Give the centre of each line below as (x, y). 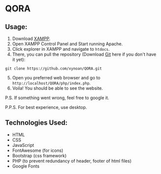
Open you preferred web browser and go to (56, 78)
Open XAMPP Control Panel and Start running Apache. (67, 44)
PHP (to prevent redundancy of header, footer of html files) (72, 161)
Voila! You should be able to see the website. (57, 88)
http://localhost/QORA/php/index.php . (51, 83)
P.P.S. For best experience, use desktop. (46, 107)
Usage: (16, 27)
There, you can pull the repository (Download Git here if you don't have (84, 54)
